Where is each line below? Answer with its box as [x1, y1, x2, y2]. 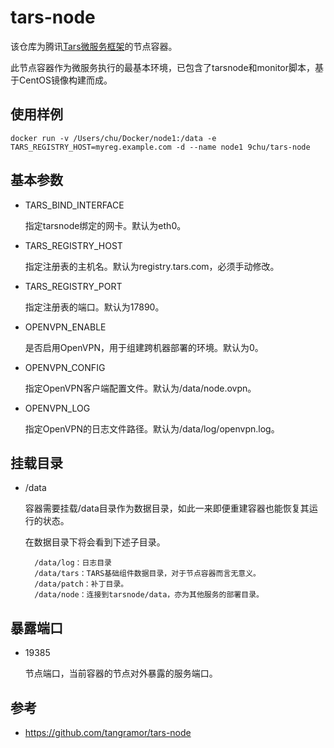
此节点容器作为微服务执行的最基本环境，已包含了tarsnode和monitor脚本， [10, 61, 315, 73]
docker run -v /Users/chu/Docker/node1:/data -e [10, 133, 217, 143]
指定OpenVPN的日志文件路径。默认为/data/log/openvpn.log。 [24, 422, 280, 435]
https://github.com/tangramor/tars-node [24, 727, 192, 738]
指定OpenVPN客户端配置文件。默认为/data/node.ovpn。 [24, 382, 257, 394]
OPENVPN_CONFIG [24, 361, 106, 373]
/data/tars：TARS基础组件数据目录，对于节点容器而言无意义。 [34, 569, 261, 579]
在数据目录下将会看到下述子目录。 [24, 536, 166, 548]
